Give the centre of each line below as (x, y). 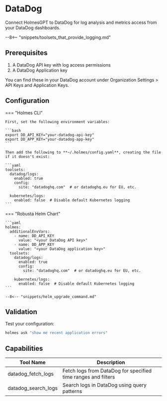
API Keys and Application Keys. (37, 85)
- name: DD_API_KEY (34, 236)
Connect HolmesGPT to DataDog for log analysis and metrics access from (81, 22)
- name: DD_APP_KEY (34, 244)
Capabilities (24, 348)
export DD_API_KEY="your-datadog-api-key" (50, 135)
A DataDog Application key (40, 70)
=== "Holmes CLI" (24, 113)
